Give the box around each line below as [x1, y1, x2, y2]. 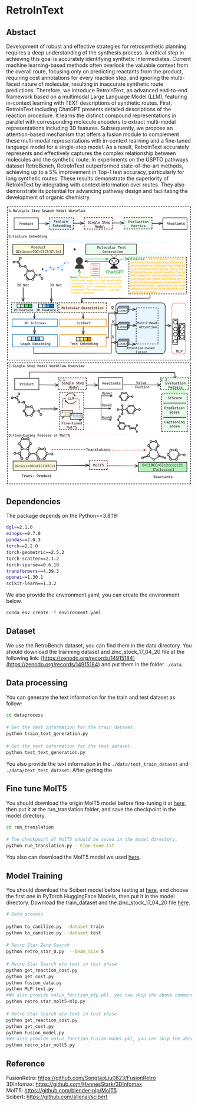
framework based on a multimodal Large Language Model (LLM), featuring [6, 93, 187, 100]
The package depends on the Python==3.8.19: [6, 512, 119, 520]
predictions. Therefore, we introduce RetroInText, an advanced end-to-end [6, 87, 187, 93]
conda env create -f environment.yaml [6, 610, 101, 616]
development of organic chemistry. [6, 194, 91, 201]
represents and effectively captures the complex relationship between [6, 150, 176, 157]
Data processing [6, 678, 68, 688]
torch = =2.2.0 [6, 543, 38, 549]
